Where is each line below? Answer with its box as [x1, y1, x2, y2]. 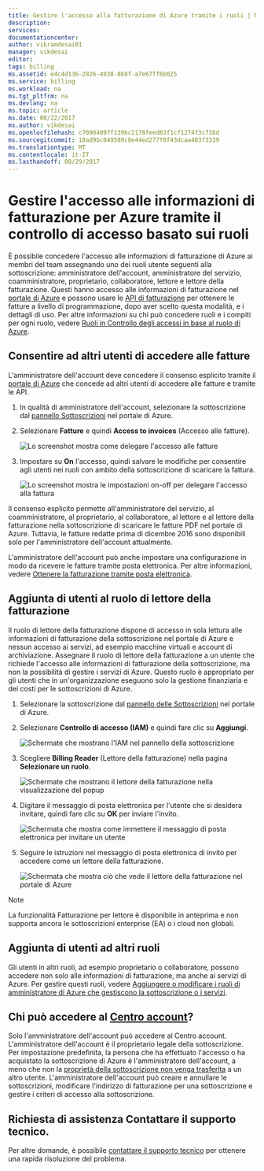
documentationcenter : [8, 33, 79, 42]
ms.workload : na [8, 84, 61, 93]
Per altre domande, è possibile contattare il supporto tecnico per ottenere [8, 1146, 246, 1155]
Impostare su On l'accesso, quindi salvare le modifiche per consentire [19, 456, 247, 465]
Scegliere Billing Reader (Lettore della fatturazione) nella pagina [19, 753, 228, 762]
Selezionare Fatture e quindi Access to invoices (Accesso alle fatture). [19, 426, 250, 435]
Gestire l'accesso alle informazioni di [8, 192, 255, 209]
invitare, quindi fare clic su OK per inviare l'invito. [19, 809, 179, 818]
